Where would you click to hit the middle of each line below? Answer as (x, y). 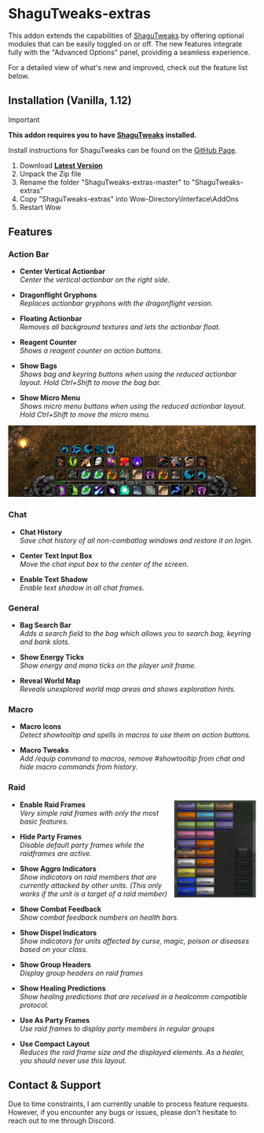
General (24, 608)
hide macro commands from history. (79, 767)
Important (24, 120)
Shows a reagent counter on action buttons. (91, 350)
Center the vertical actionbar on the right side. (95, 280)
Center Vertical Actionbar (62, 272)
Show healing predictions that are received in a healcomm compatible (133, 996)
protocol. (34, 1005)
